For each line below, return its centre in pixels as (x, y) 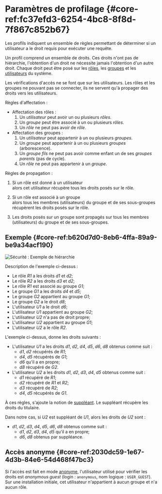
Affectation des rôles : (34, 112)
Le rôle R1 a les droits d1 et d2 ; (42, 276)
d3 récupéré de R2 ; (39, 388)
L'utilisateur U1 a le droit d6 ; (40, 307)
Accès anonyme (30, 452)
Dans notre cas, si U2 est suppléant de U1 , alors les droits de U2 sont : (75, 417)
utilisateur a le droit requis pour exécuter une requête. (59, 48)
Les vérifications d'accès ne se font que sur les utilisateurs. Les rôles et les (80, 83)
